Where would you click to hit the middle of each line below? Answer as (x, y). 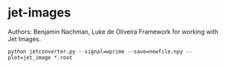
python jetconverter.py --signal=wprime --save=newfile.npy (96, 52)
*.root (63, 57)
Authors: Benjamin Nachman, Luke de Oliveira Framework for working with (113, 32)
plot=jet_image (29, 57)
